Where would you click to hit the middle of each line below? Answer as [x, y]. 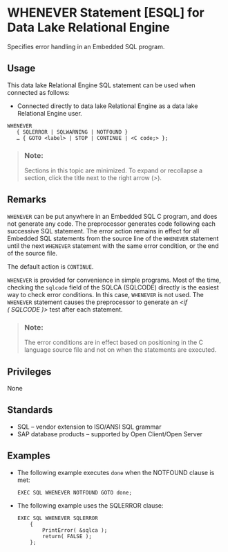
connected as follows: [39, 92]
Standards [30, 410]
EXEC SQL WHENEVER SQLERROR [57, 518]
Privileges [29, 372]
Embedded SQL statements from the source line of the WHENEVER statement [113, 238]
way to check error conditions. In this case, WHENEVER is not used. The [105, 294]
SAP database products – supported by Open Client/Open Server [110, 434]
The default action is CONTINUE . [50, 266]
